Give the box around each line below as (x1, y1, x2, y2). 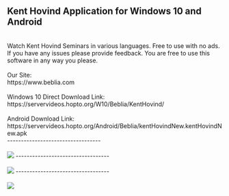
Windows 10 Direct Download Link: (7, 93, 105, 101)
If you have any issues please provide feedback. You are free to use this (7, 49, 211, 57)
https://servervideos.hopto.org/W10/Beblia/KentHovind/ (7, 99, 165, 108)
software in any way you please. (7, 56, 98, 64)
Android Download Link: (7, 114, 75, 123)
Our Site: (7, 71, 32, 79)
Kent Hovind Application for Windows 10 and (7, 5, 202, 17)
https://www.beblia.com (7, 78, 75, 86)
